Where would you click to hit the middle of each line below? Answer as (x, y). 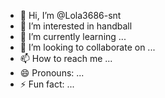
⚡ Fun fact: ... (47, 84)
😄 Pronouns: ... (52, 73)
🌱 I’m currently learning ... (73, 36)
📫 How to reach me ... (66, 58)
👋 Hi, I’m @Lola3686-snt (70, 15)
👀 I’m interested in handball (76, 26)
